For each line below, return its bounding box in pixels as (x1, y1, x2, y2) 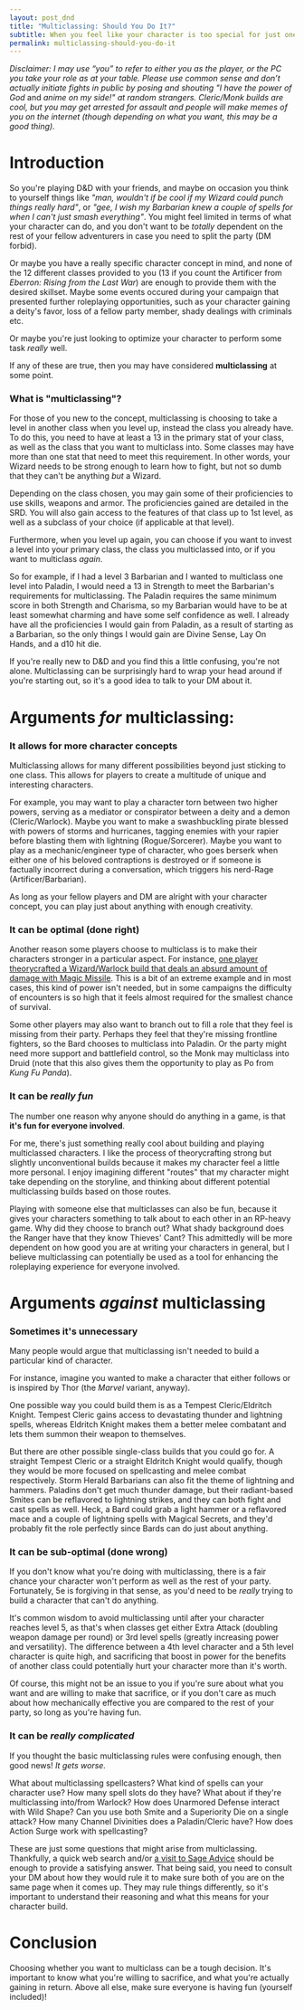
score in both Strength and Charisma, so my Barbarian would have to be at (9, 600, 288, 611)
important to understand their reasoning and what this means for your (9, 1891, 270, 1901)
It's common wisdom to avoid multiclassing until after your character (9, 1613, 265, 1624)
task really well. (9, 343, 68, 354)
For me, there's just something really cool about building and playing (9, 1138, 265, 1148)
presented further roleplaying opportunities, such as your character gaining (9, 296, 290, 308)
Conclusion (9, 1932, 98, 1953)
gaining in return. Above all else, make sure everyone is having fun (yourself (9, 1981, 293, 1992)
